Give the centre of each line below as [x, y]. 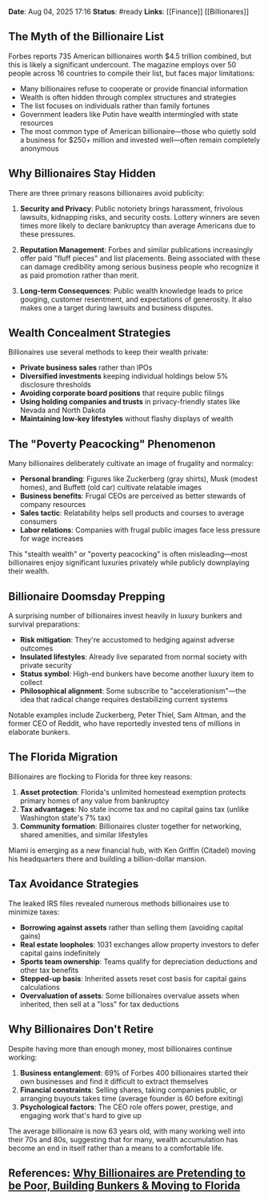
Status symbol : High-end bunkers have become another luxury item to [137, 674]
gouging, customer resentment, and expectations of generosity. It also [136, 299]
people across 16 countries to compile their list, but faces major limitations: [132, 73]
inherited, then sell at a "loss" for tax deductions [100, 1004]
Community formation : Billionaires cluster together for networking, [130, 826]
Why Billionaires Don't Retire [81, 1030]
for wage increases [52, 539]
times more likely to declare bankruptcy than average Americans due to [138, 225]
